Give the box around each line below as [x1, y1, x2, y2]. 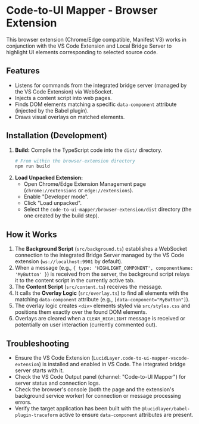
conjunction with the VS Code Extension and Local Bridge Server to [6, 42, 172, 49]
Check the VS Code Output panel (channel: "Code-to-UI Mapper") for [14, 373, 186, 380]
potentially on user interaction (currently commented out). [14, 321, 157, 328]
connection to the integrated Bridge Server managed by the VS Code [14, 251, 185, 259]
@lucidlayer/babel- [142, 406, 191, 411]
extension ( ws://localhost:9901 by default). [14, 258, 123, 265]
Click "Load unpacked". [23, 199, 82, 207]
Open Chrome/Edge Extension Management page [23, 180, 146, 188]
